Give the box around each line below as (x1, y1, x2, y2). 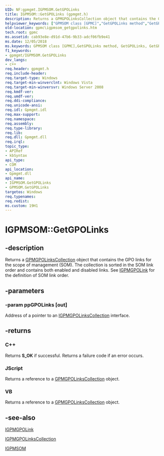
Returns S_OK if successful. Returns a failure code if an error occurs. (5, 353, 144, 358)
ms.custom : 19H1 (5, 203, 38, 208)
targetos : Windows (5, 189, 42, 194)
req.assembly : (5, 121, 34, 126)
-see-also (5, 413, 36, 422)
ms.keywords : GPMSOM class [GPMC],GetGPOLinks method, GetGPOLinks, (5, 44, 147, 49)
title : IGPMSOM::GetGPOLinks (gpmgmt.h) (5, 12, 89, 17)
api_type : (5, 157, 25, 162)
